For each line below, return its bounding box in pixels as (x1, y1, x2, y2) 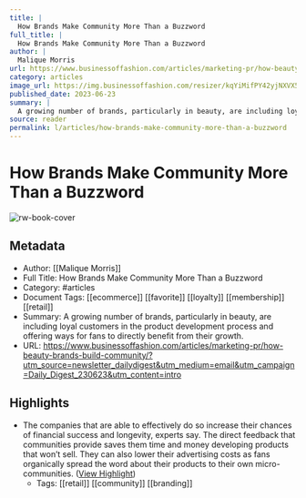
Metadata (9, 239, 66, 254)
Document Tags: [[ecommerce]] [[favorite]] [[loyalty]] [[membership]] (22, 291, 285, 302)
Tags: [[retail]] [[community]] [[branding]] (36, 477, 193, 488)
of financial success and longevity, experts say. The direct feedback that (22, 429, 296, 440)
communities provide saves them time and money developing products (22, 439, 290, 450)
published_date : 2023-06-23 (9, 89, 117, 98)
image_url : (9, 81, 51, 90)
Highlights (9, 395, 70, 411)
